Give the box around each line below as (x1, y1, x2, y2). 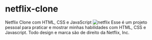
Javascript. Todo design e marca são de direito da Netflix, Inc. (5, 29, 130, 35)
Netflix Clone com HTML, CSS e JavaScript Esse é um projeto (5, 19, 148, 25)
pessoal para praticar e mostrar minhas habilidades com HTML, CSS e (5, 24, 146, 30)
